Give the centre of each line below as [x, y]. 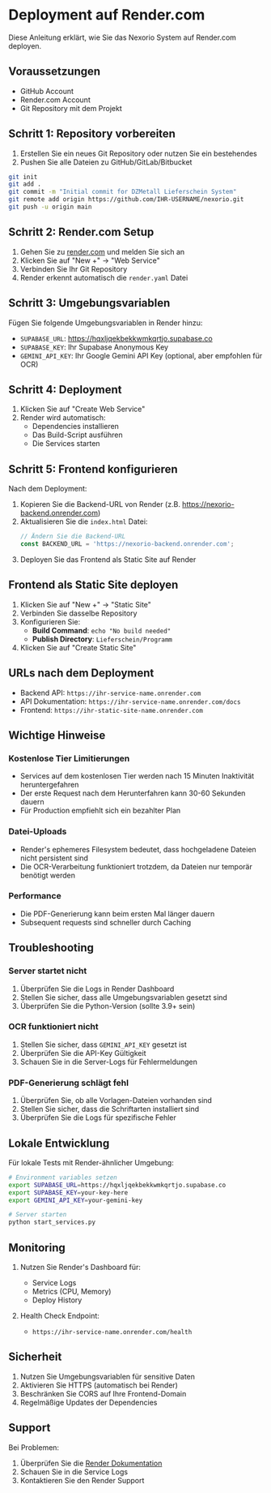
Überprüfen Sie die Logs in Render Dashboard [97, 989]
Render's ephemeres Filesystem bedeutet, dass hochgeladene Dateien [138, 849]
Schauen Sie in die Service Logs [74, 1472]
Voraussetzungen [55, 72]
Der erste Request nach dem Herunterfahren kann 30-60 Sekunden [133, 793]
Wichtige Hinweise [57, 735]
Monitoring [37, 1248]
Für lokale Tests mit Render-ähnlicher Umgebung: [91, 1162]
